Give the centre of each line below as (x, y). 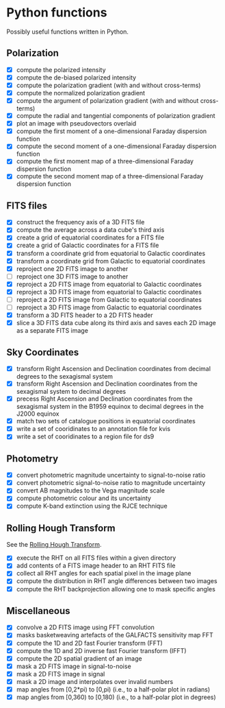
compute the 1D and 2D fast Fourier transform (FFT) (90, 643)
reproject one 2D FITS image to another (72, 268)
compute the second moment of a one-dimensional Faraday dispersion (116, 146)
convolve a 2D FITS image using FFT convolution (85, 627)
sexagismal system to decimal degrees (71, 392)
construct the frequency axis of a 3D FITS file (80, 222)
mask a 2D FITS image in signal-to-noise (74, 666)
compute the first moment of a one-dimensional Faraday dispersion (111, 131)
